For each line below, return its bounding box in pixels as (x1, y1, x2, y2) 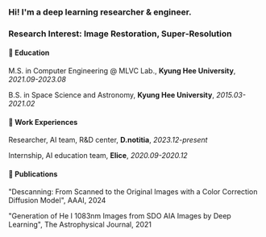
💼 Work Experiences (8, 117, 78, 127)
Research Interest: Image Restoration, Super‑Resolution (8, 27, 232, 39)
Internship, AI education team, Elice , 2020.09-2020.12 (8, 151, 188, 160)
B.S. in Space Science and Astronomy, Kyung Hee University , (8, 90, 215, 100)
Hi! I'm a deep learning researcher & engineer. (8, 6, 192, 18)
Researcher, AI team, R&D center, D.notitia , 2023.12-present (8, 135, 208, 145)
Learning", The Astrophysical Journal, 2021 (8, 220, 152, 230)
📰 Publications (8, 168, 58, 179)
